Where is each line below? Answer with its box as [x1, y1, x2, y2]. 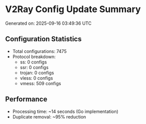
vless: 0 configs [20, 75, 53, 81]
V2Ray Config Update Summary [5, 4, 141, 15]
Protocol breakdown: [12, 53, 56, 59]
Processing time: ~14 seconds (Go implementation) [12, 108, 119, 114]
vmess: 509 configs [20, 80, 61, 86]
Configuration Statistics [5, 35, 82, 43]
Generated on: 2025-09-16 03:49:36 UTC [5, 20, 92, 26]
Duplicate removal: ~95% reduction [12, 113, 86, 119]
